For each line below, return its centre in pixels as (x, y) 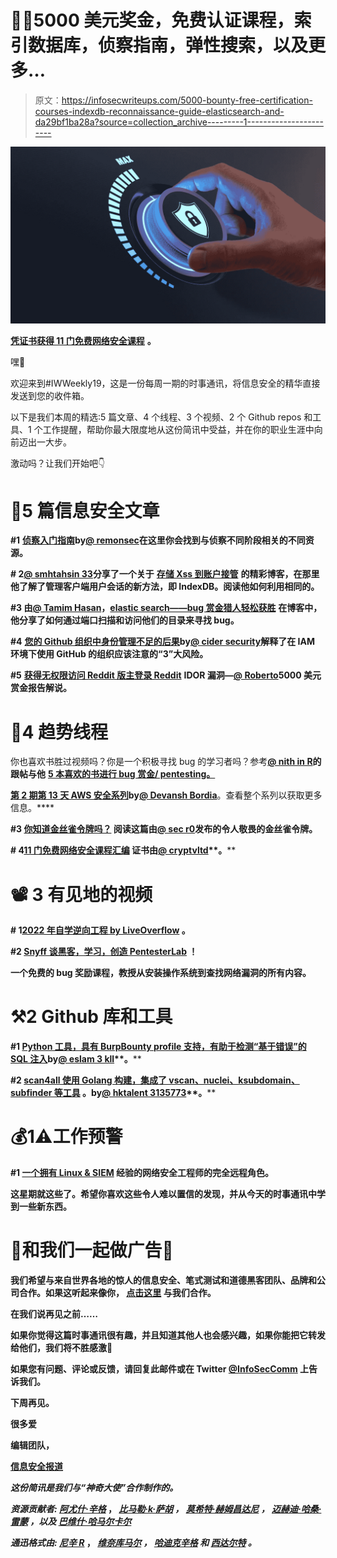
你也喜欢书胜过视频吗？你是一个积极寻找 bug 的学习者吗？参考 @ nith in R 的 (166, 762)
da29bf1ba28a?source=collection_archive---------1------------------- (179, 122)
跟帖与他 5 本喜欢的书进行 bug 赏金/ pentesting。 (113, 774)
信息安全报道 (36, 1467)
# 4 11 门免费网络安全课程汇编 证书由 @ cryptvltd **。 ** (123, 850)
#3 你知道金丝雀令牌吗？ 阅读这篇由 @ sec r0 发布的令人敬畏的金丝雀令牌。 (164, 829)
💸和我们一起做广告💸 (92, 1250)
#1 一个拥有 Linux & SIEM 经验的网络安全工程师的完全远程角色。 (142, 1173)
